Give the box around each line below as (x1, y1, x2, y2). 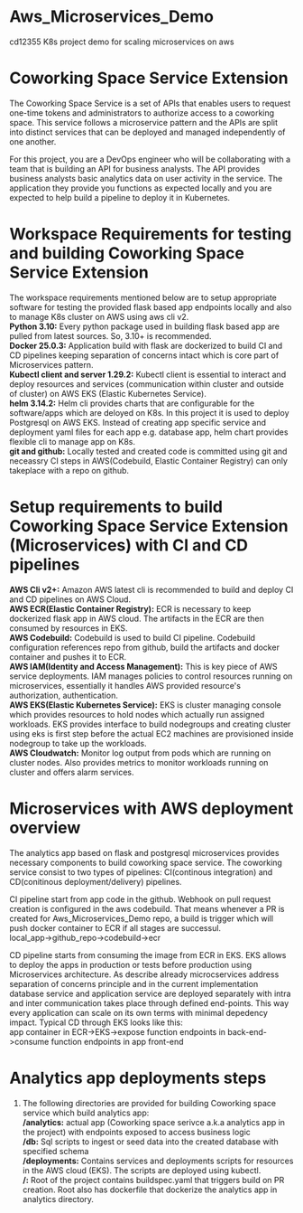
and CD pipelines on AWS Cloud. (9, 594, 132, 605)
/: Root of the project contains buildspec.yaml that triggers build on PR (22, 1174, 285, 1185)
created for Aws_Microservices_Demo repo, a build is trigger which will (9, 913, 273, 924)
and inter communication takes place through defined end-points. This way (9, 997, 289, 1009)
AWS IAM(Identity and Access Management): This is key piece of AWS (9, 661, 278, 672)
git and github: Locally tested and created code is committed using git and (9, 446, 288, 456)
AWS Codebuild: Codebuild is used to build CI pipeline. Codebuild (9, 632, 255, 643)
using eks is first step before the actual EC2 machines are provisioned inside (9, 728, 294, 738)
